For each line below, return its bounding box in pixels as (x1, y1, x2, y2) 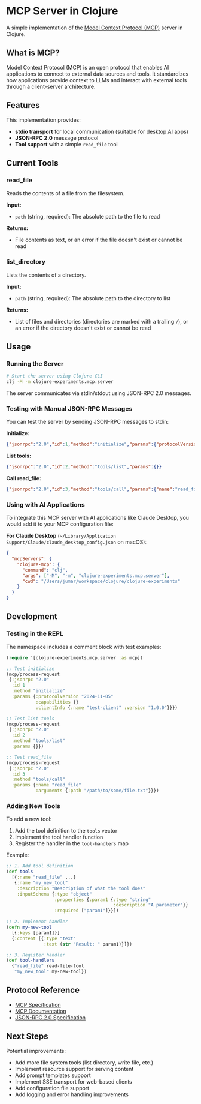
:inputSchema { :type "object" (17, 891, 93, 897)
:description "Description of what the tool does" (17, 885, 146, 891)
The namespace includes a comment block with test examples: (6, 643, 162, 650)
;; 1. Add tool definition (6, 863, 74, 869)
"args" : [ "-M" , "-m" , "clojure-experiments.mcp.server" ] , (22, 572, 170, 579)
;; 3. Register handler (6, 952, 66, 958)
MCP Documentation (14, 1007, 67, 1015)
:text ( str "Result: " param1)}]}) (44, 941, 133, 947)
